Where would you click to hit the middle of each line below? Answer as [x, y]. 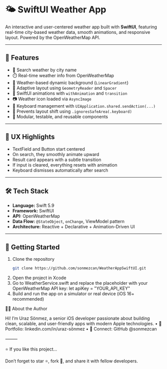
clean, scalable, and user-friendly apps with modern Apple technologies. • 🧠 [83, 324]
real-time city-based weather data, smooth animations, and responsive [78, 32]
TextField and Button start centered [49, 149]
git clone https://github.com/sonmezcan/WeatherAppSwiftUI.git [79, 268]
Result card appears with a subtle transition [57, 160]
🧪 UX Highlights [30, 137]
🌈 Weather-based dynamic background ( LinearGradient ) [70, 82]
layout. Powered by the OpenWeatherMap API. [53, 37]
